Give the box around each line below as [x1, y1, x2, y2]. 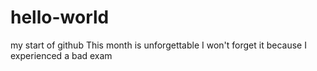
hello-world [10, 6, 110, 29]
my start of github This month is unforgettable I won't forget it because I [10, 39, 307, 51]
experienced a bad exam [10, 49, 113, 61]
